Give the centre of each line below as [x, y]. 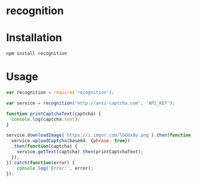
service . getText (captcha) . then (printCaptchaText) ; [80, 152]
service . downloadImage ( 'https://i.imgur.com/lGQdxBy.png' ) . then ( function [99, 135]
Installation [34, 38]
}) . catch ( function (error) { [41, 163]
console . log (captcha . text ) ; [46, 119]
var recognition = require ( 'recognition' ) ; [60, 92]
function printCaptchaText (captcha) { [54, 114]
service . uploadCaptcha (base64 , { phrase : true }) [71, 141]
